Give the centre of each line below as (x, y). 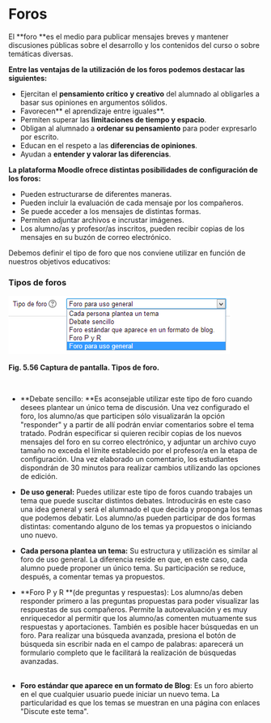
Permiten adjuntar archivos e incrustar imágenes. (102, 220)
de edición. (39, 477)
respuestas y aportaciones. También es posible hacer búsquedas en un (139, 627)
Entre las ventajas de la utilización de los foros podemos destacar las (127, 69)
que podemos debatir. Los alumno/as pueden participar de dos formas (138, 518)
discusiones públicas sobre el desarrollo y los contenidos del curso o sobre (134, 45)
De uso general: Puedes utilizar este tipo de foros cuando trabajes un (136, 492)
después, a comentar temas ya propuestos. (93, 577)
